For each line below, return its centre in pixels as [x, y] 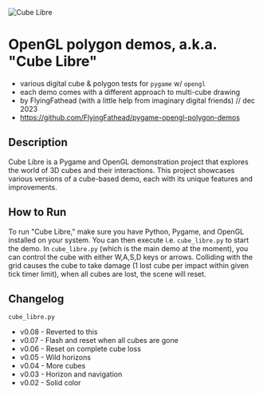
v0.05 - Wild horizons [55, 357]
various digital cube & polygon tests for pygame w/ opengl [112, 83]
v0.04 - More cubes [53, 366]
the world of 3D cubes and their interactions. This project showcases [122, 170]
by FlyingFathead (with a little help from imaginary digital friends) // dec [137, 100]
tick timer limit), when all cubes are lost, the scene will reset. [107, 274]
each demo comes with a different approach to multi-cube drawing [130, 92]
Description [38, 142]
